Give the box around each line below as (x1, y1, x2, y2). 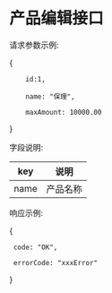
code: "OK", (13, 243, 58, 252)
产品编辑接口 (9, 8, 105, 29)
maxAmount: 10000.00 (25, 108, 102, 116)
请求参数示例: (9, 39, 60, 50)
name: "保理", (25, 91, 75, 101)
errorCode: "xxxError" (13, 258, 99, 267)
